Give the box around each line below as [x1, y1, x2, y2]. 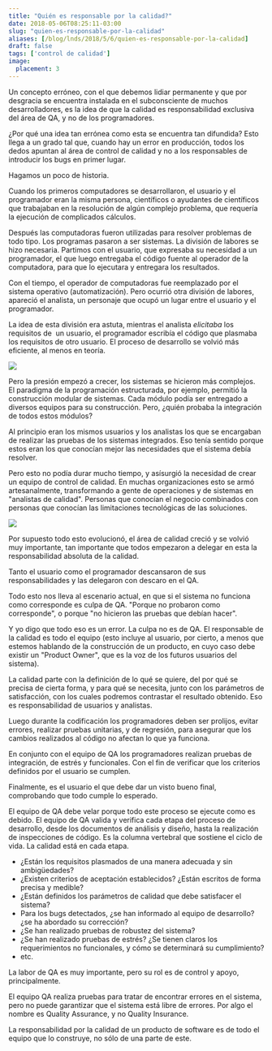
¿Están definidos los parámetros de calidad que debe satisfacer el [19, 891, 242, 901]
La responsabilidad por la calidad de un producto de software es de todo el [8, 1024, 260, 1034]
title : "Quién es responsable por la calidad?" [8, 11, 173, 20]
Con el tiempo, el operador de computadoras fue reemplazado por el [8, 278, 239, 288]
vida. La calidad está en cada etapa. [8, 841, 130, 850]
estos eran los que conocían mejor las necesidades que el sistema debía [8, 443, 252, 453]
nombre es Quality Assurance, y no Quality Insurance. [8, 1009, 189, 1019]
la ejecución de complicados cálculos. [8, 212, 136, 222]
